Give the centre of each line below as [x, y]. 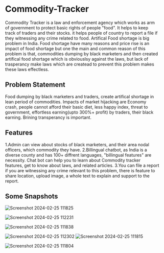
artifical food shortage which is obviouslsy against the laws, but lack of [77, 59]
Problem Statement [35, 85]
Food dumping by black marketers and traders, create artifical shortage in [80, 96]
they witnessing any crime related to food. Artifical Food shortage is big [77, 38]
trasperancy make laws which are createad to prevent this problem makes [80, 64]
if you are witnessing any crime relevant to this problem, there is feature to [80, 170]
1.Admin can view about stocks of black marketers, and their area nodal [77, 144]
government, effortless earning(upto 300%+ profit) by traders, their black [79, 112]
